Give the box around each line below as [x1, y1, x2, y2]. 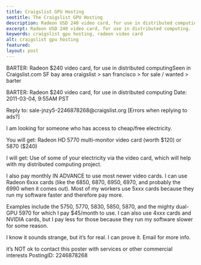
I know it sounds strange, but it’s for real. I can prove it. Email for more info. [6, 233, 191, 240]
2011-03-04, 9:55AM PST [6, 95, 69, 102]
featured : [6, 43, 31, 49]
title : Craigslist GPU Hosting [6, 8, 84, 15]
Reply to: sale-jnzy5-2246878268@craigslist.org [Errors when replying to [6, 106, 187, 114]
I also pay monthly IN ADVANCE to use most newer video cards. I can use [6, 172, 187, 179]
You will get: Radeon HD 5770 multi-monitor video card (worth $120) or [6, 136, 181, 143]
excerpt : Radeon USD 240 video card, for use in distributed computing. [6, 25, 191, 32]
